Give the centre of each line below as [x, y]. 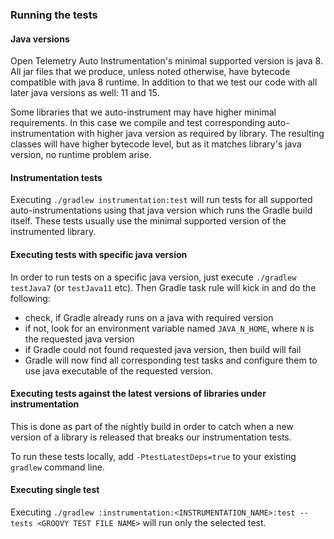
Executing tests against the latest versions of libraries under [138, 394]
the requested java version [79, 339]
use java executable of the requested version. [119, 370]
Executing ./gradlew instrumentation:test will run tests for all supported [161, 200]
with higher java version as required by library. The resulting [200, 134]
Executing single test [55, 490]
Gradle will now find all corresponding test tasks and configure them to [171, 360]
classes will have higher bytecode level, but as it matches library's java [156, 144]
